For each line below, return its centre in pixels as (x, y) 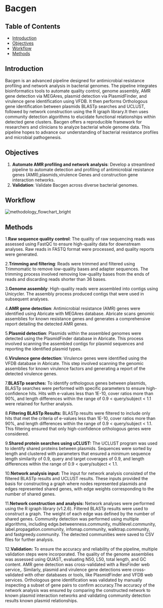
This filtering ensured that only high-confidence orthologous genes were (78, 429)
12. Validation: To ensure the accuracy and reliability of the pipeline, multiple (81, 549)
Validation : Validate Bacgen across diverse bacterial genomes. (75, 185)
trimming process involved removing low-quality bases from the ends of (77, 274)
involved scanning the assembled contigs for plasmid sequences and (74, 344)
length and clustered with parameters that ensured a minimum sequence (78, 454)
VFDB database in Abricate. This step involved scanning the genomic (74, 364)
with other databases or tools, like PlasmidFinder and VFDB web (89, 575)
